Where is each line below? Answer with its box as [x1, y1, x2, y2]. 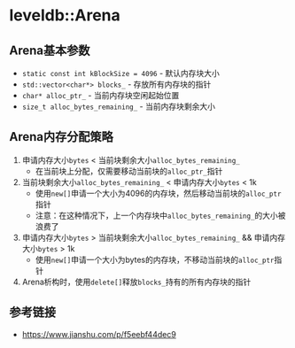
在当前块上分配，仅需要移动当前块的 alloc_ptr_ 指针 [35, 166, 223, 176]
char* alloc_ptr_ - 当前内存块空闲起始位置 [21, 90, 180, 100]
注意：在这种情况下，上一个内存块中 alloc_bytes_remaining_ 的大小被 [35, 210, 286, 220]
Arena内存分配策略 [9, 129, 113, 144]
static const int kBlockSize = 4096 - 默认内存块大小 [21, 68, 220, 78]
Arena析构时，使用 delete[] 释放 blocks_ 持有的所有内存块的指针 [21, 276, 252, 287]
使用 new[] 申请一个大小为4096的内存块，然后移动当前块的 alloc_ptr [35, 188, 282, 198]
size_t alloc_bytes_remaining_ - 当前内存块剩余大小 [21, 101, 215, 112]
